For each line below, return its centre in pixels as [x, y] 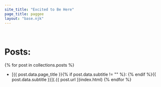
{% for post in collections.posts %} [40, 65]
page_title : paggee [24, 14]
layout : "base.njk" [24, 18]
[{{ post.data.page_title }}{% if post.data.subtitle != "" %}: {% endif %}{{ [84, 74]
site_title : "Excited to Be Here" [40, 9]
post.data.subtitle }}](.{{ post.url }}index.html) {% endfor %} [72, 80]
